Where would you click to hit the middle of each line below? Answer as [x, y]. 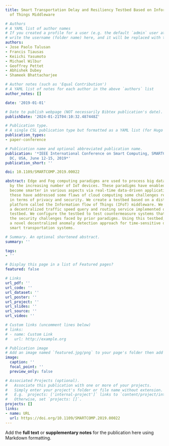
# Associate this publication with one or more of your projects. [78, 385]
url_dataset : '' [22, 292]
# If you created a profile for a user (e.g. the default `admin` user [82, 33]
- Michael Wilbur [23, 61]
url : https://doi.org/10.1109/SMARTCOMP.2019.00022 [65, 418]
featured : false [22, 269]
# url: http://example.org [36, 339]
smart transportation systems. [43, 228]
